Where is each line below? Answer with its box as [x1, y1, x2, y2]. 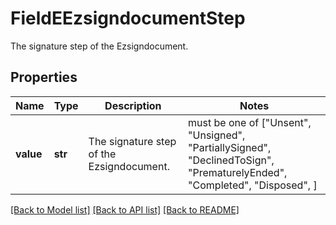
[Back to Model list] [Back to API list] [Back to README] [10, 203, 240, 216]
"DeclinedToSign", [188, 153, 275, 167]
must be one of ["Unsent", [188, 115, 312, 129]
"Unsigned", [188, 128, 246, 142]
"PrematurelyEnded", [188, 165, 288, 179]
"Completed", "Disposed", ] [188, 178, 318, 192]
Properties [10, 69, 78, 86]
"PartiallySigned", [188, 140, 272, 154]
